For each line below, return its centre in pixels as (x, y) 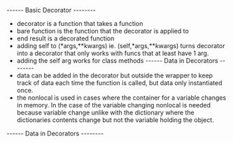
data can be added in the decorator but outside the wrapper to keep (115, 75)
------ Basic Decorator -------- (51, 10)
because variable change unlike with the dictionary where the (105, 112)
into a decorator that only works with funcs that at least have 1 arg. (113, 53)
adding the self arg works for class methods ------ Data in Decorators (117, 61)
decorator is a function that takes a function (80, 23)
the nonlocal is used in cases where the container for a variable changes (121, 98)
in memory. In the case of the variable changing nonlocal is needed (114, 105)
